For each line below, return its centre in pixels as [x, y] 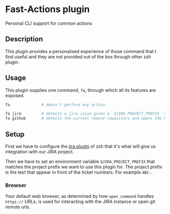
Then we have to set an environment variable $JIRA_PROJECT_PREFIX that [80, 162]
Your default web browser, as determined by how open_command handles [80, 196]
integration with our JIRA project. [40, 152]
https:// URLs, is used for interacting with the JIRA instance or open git [80, 202]
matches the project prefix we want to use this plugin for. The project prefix [84, 167]
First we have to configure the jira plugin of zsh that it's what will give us [80, 146]
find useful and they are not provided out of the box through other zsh [78, 57]
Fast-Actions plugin [48, 9]
